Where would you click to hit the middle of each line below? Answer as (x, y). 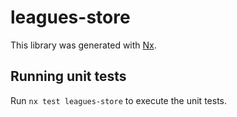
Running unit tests (68, 76)
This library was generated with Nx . (83, 45)
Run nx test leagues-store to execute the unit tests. (118, 100)
